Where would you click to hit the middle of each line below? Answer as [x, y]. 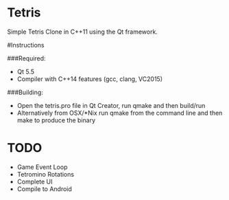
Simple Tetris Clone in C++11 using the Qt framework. [82, 32]
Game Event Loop [42, 167]
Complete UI [35, 181]
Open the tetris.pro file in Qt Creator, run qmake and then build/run [111, 105]
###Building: [25, 92]
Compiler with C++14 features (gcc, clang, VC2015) [90, 79]
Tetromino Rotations [45, 174]
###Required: [26, 58]
